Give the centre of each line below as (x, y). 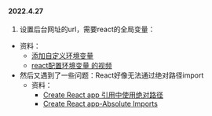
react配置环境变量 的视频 (71, 66)
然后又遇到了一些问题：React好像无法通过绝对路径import (111, 75)
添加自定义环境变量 (62, 56)
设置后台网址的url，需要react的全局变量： (87, 29)
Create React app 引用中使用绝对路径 (103, 95)
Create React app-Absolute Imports (101, 104)
